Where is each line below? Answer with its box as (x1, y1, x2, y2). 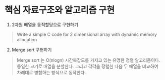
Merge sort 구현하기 (11, 47, 52, 53)
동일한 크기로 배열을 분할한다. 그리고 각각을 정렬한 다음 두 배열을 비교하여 (16, 63, 159, 69)
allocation (16, 36, 37, 42)
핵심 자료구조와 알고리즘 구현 (4, 4, 115, 16)
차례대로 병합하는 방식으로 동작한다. (16, 69, 86, 75)
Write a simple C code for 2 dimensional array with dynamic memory (16, 31, 157, 37)
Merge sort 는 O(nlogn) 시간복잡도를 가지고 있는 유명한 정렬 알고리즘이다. (16, 57, 161, 63)
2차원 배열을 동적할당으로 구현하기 (11, 22, 79, 27)
